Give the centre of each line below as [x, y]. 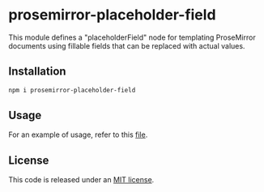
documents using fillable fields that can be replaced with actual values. [127, 45]
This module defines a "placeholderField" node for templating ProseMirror [132, 37]
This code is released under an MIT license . [81, 180]
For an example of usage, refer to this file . [78, 134]
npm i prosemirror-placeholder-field [72, 90]
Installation [37, 72]
